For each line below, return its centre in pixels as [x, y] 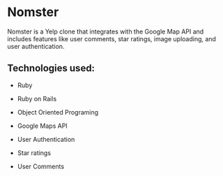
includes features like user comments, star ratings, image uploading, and [111, 38]
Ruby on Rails [37, 98]
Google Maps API [42, 126]
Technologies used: [51, 68]
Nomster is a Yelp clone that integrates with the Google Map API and [106, 31]
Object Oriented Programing [58, 112]
